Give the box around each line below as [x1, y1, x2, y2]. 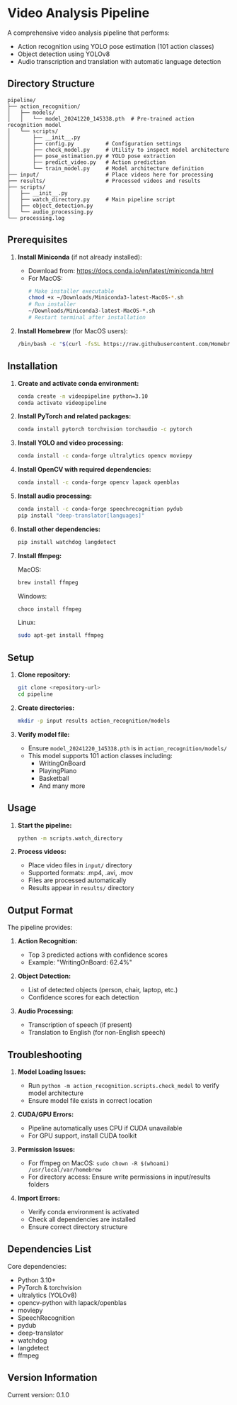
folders [28, 1180, 50, 1189]
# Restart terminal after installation [28, 314, 146, 321]
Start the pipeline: [17, 821, 72, 829]
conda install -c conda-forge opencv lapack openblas [17, 479, 180, 487]
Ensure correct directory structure [28, 1223, 128, 1231]
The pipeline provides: [7, 923, 73, 932]
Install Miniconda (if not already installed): [17, 252, 143, 261]
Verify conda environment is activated [28, 1208, 139, 1216]
